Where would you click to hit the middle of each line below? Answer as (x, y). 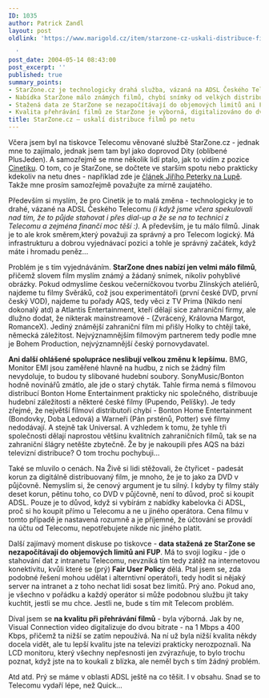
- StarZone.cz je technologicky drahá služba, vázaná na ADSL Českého (128, 90)
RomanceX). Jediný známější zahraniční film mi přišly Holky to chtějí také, (130, 327)
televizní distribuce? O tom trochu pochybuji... (84, 453)
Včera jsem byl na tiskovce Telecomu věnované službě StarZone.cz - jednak (134, 142)
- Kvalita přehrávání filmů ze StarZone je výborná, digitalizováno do (130, 112)
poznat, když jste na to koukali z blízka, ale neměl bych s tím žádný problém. (134, 661)
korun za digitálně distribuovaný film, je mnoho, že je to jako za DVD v (123, 477)
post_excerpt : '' (37, 68)
